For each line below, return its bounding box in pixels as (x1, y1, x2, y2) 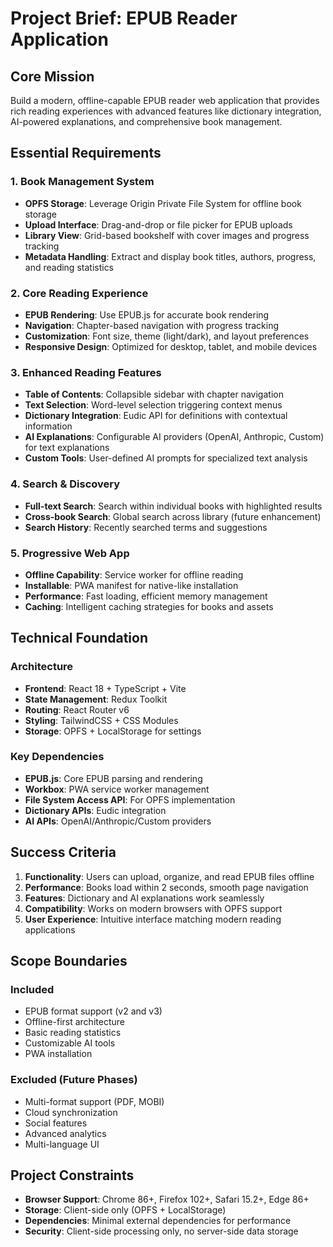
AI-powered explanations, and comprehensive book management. (10, 116, 283, 127)
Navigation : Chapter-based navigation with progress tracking (24, 319, 280, 331)
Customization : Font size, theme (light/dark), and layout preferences (24, 330, 310, 342)
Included (10, 982, 55, 996)
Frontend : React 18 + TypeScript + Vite (24, 682, 187, 694)
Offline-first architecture (24, 1016, 125, 1028)
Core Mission (10, 68, 95, 85)
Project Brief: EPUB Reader (10, 7, 238, 30)
